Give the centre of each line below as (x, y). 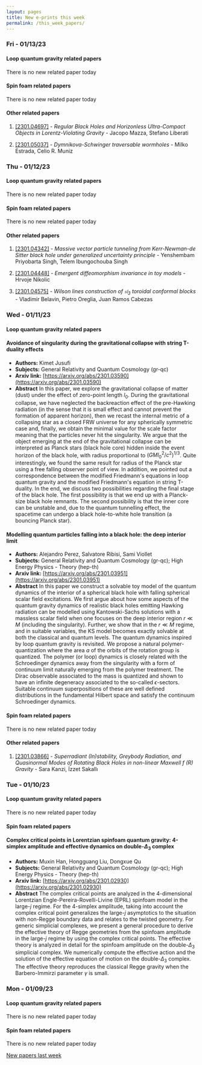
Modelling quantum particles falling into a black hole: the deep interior (96, 534)
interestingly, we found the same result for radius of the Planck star (99, 463)
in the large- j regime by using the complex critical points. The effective (103, 938)
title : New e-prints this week (46, 17)
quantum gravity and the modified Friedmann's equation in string (96, 482)
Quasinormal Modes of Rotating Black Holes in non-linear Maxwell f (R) (104, 762)
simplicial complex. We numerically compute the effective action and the (105, 952)
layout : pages (24, 12)
